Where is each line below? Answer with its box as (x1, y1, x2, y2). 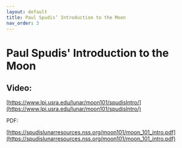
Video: (6, 83, 32, 93)
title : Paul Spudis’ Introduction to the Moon (6, 14, 126, 21)
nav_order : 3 (6, 20, 39, 26)
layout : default (6, 8, 47, 15)
